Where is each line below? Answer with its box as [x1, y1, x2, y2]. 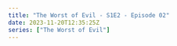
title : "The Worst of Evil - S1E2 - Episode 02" [8, 11, 170, 19]
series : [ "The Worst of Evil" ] [8, 26, 110, 34]
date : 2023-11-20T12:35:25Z [8, 19, 100, 27]
